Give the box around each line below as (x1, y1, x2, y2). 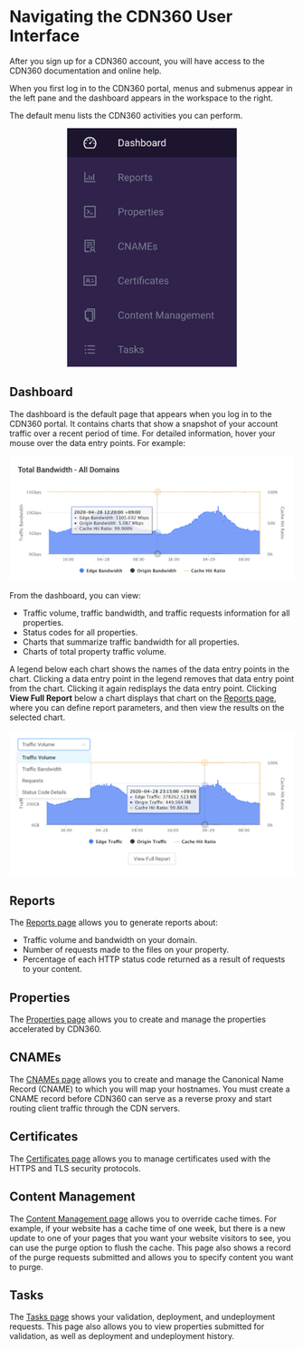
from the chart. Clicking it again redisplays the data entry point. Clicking (9, 683, 278, 694)
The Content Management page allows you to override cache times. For (9, 1213, 278, 1224)
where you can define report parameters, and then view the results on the (9, 703, 285, 714)
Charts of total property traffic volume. (22, 646, 167, 657)
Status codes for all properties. (22, 627, 138, 638)
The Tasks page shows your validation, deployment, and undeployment (9, 1312, 276, 1323)
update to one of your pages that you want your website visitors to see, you (9, 1232, 291, 1243)
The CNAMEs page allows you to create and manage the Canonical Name (9, 1073, 284, 1084)
